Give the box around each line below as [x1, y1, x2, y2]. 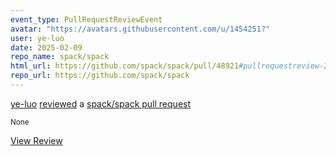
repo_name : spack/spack [10, 52, 110, 62]
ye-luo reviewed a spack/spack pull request [10, 97, 192, 110]
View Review [10, 134, 63, 146]
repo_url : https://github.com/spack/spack [10, 71, 190, 81]
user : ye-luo [10, 33, 65, 43]
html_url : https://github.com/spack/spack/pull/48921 [10, 61, 240, 71]
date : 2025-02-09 [10, 42, 83, 53]
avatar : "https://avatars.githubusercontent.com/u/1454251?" [10, 24, 271, 34]
